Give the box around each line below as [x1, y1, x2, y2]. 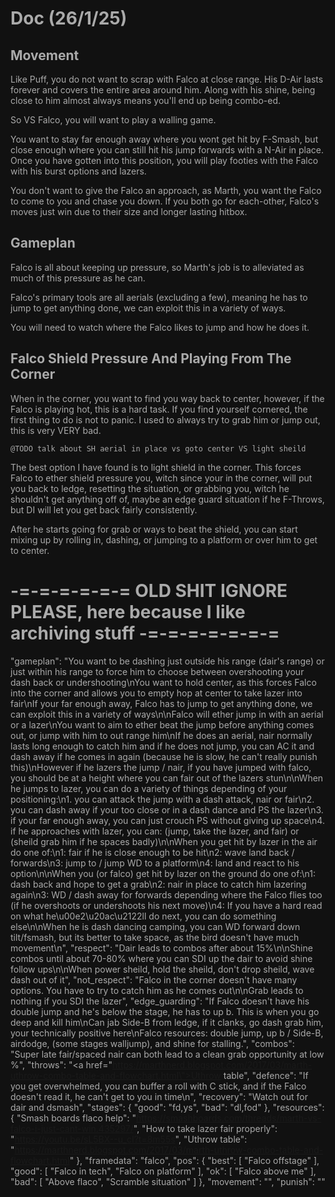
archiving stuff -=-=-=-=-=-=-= [10, 622, 280, 644]
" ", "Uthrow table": [10, 1133, 248, 1145]
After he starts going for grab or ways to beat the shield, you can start [10, 523, 298, 535]
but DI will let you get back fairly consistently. [10, 503, 198, 516]
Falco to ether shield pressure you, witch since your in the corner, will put [10, 472, 313, 484]
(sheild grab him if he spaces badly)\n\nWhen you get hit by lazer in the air [10, 835, 318, 847]
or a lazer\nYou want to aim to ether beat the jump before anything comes [10, 718, 315, 731]
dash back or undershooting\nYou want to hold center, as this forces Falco [10, 676, 317, 688]
